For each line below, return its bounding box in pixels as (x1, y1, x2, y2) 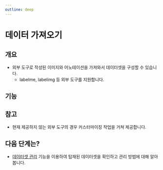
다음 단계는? (5, 140, 40, 148)
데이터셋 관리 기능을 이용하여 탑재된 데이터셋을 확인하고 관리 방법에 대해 (12, 153, 149, 159)
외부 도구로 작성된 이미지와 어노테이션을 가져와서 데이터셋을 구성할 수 (12, 64, 144, 70)
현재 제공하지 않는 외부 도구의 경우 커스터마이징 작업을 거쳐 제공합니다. (12, 124, 146, 130)
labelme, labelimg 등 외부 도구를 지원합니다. (19, 76, 104, 82)
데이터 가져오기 (5, 30, 62, 40)
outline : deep (5, 7, 34, 12)
